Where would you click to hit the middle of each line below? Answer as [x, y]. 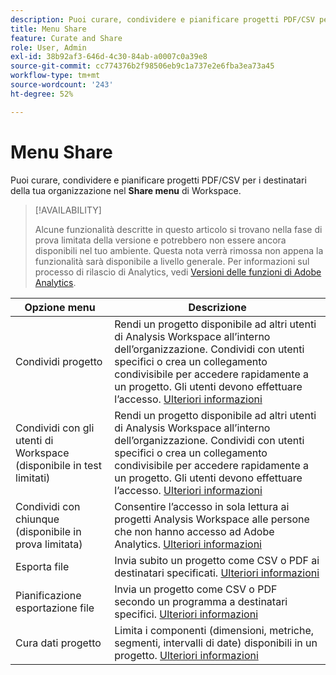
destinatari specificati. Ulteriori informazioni [217, 573]
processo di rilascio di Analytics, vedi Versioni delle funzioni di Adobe [178, 272]
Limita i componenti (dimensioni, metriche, [214, 630]
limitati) [33, 478]
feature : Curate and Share [66, 38]
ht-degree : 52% [42, 94]
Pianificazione [48, 595]
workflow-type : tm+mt [55, 76]
